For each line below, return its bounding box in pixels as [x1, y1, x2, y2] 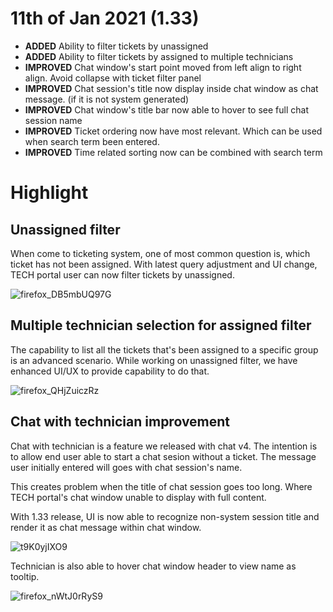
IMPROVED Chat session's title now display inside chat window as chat [24, 82, 319, 94]
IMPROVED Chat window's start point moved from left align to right [24, 61, 302, 73]
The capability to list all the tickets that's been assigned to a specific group [10, 343, 319, 356]
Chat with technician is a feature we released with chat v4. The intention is [10, 440, 318, 452]
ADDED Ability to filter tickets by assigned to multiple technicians [24, 50, 294, 62]
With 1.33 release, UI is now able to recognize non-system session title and [10, 510, 320, 522]
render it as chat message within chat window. [10, 521, 202, 533]
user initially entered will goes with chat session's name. [10, 461, 243, 473]
